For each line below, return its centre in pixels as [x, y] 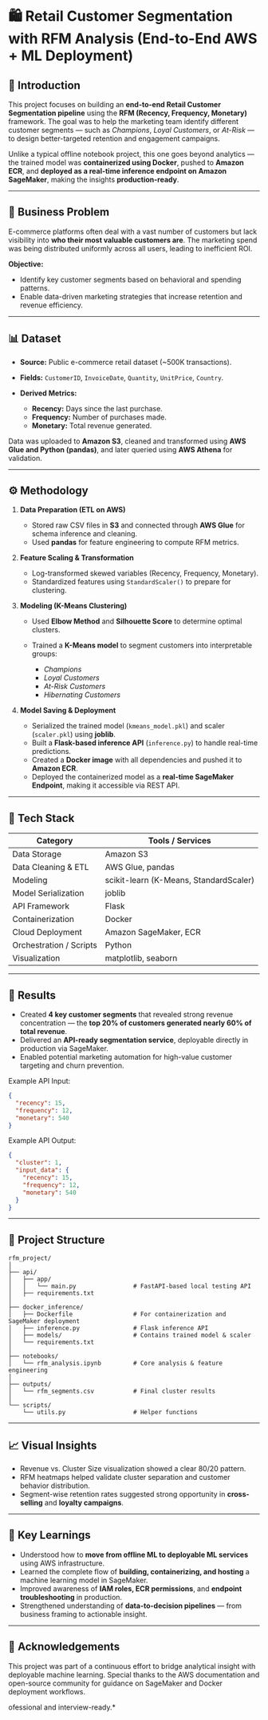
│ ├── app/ [30, 1279]
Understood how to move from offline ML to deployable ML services [134, 1554]
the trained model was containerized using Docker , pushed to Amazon [126, 162]
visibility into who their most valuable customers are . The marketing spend [133, 240]
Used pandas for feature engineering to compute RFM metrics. [135, 543]
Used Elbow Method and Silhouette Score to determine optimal [137, 621]
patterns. [35, 288]
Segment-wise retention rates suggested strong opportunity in [122, 1494]
